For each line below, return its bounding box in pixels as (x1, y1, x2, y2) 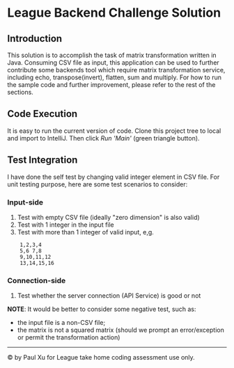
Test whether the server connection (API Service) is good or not (17, 291, 201, 300)
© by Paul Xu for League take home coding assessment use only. (7, 353, 195, 362)
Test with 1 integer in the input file (17, 221, 115, 229)
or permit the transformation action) (17, 333, 120, 342)
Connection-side (7, 275, 66, 285)
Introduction (7, 33, 63, 45)
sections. (7, 88, 33, 96)
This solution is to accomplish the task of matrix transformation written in (7, 51, 217, 59)
